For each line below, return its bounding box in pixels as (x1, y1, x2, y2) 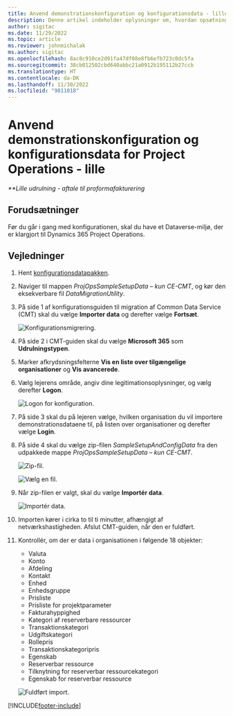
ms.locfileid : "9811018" (8, 87, 80, 94)
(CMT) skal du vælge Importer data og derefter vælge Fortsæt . (17, 310, 199, 319)
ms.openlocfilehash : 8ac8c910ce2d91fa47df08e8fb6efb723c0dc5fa (8, 55, 194, 62)
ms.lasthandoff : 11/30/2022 (8, 81, 89, 88)
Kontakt (28, 571, 50, 580)
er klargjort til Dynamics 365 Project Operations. (8, 230, 145, 238)
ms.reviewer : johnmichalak (8, 42, 86, 49)
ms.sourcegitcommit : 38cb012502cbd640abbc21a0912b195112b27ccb (8, 62, 194, 69)
